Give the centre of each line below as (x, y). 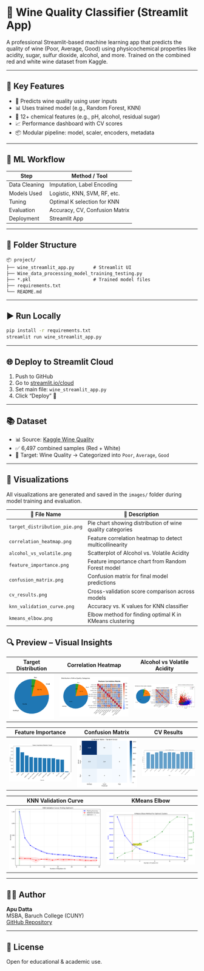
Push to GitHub (34, 376)
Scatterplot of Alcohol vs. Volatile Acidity (138, 553)
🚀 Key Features (36, 87)
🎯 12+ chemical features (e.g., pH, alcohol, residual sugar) (87, 116)
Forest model (104, 568)
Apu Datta (19, 909)
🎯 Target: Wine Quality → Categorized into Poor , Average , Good (92, 455)
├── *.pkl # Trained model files (78, 280)
